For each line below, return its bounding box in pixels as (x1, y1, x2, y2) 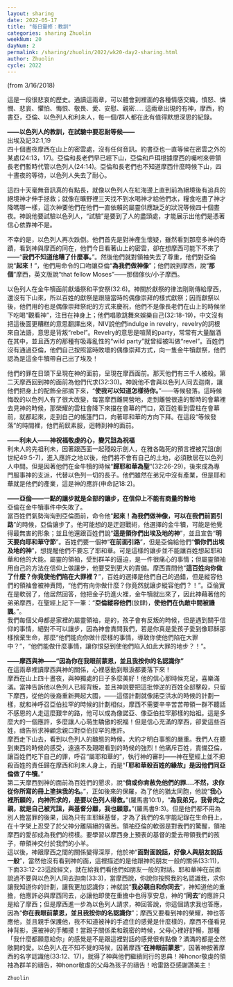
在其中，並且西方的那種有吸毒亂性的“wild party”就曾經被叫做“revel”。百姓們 (7, 336, 225, 345)
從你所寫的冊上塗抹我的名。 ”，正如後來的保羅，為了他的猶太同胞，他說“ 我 (7, 787, 216, 795)
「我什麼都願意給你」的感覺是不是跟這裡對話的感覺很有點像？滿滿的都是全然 (7, 934, 226, 943)
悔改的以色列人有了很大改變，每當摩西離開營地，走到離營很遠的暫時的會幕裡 (7, 395, 226, 403)
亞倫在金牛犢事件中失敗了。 (7, 503, 87, 511)
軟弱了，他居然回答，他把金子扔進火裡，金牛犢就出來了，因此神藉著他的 (19, 589, 226, 598)
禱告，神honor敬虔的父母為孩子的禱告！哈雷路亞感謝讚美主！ (37, 961, 213, 969)
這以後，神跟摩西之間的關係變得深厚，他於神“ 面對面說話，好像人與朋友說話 (7, 847, 223, 856)
